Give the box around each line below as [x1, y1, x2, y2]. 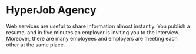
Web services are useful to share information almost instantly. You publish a [6, 23, 190, 30]
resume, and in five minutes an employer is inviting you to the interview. [6, 28, 180, 35]
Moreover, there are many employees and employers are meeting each [6, 35, 178, 42]
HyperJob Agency [6, 3, 97, 17]
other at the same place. [6, 41, 65, 48]
